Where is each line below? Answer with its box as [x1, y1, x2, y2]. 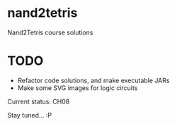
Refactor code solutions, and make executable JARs [17, 76, 170, 84]
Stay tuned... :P [7, 111, 52, 119]
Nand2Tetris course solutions [7, 28, 93, 37]
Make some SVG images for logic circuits [17, 83, 138, 92]
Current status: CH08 [7, 97, 70, 106]
